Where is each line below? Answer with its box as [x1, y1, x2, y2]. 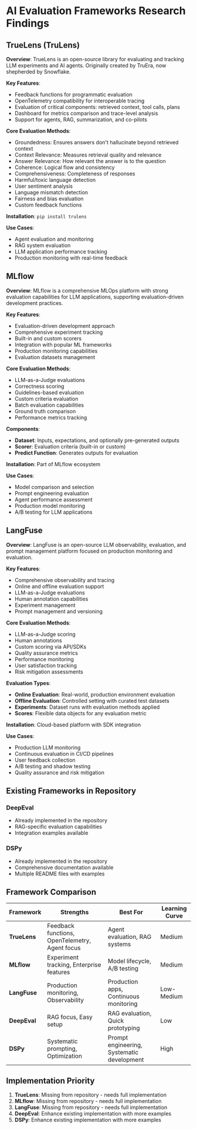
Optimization [46, 1052, 82, 1060]
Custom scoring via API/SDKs [14, 643, 87, 650]
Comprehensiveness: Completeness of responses [14, 170, 135, 177]
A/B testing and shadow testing [14, 762, 91, 769]
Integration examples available [14, 829, 89, 836]
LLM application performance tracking [14, 248, 107, 255]
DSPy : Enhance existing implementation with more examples [14, 1117, 161, 1124]
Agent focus [46, 944, 81, 952]
